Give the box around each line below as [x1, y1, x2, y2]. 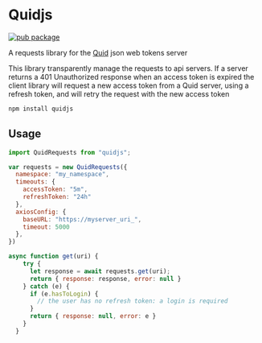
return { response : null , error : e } [29, 312, 157, 320]
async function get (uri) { [8, 252, 99, 261]
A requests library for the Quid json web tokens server [8, 48, 188, 57]
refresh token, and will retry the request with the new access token [8, 89, 230, 98]
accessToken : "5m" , [23, 185, 88, 194]
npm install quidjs [8, 105, 74, 113]
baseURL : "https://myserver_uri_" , [23, 215, 142, 223]
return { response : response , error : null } [29, 275, 182, 283]
